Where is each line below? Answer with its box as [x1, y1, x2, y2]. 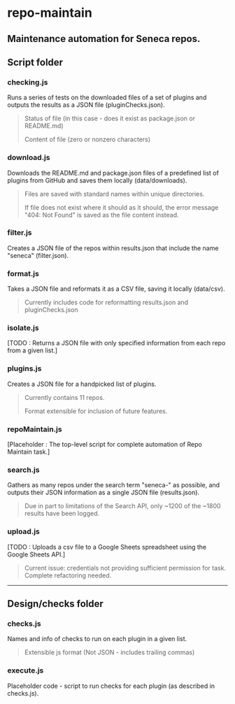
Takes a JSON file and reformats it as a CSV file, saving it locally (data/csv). [7, 285, 225, 293]
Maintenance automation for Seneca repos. [7, 33, 201, 45]
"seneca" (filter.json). [7, 251, 69, 259]
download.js [7, 152, 50, 162]
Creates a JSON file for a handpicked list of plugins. [7, 380, 157, 388]
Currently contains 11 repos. [24, 393, 105, 401]
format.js [7, 268, 40, 278]
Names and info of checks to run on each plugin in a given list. [7, 635, 187, 643]
